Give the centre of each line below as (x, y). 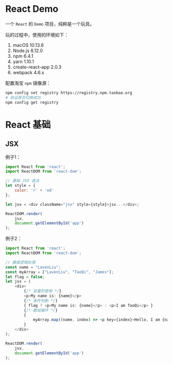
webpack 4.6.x (29, 72)
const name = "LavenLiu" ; (33, 267)
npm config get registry (32, 102)
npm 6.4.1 (23, 56)
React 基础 (28, 125)
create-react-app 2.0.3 (37, 67)
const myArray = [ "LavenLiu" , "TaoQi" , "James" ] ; (60, 272)
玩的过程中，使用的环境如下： (37, 34)
